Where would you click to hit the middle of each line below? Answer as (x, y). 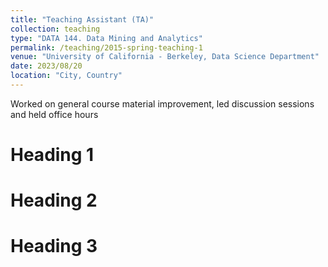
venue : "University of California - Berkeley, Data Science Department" (165, 57)
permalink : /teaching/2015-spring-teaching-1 (106, 47)
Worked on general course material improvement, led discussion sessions (162, 103)
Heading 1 (52, 155)
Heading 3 (54, 246)
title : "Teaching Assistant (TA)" (82, 19)
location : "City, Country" (66, 76)
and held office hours (54, 114)
